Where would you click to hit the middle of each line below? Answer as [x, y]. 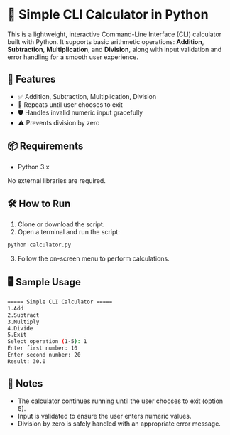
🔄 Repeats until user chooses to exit [70, 104]
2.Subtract [23, 315]
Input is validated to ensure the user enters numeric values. [104, 416]
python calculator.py [39, 245]
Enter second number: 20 [44, 355]
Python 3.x [33, 167]
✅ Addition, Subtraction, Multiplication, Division [87, 96]
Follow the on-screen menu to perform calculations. [93, 258]
